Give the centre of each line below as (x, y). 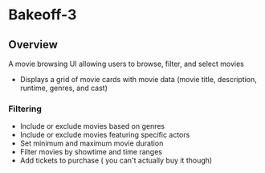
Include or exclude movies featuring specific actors (105, 135)
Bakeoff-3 (43, 15)
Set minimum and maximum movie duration (92, 143)
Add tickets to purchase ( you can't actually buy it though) (116, 161)
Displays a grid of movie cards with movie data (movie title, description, (138, 79)
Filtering (25, 109)
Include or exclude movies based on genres (92, 126)
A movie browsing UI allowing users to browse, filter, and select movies (126, 64)
